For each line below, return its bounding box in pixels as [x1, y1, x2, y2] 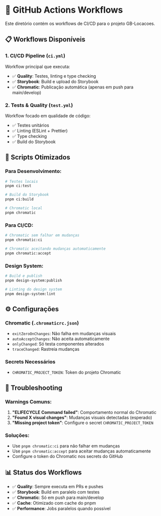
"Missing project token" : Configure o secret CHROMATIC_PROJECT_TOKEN [12, 420, 154, 426]
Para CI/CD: [5, 222, 34, 229]
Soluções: [5, 432, 30, 439]
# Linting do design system [5, 287, 62, 292]
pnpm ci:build [5, 197, 34, 202]
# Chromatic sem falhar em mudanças [5, 233, 80, 238]
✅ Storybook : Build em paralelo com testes [12, 489, 100, 495]
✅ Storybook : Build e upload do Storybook [12, 78, 99, 85]
